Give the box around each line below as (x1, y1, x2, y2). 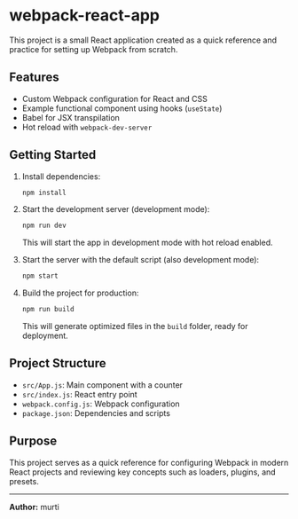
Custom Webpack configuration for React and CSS (21, 93, 208, 104)
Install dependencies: (21, 170, 101, 182)
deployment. (21, 330, 68, 342)
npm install (21, 188, 67, 197)
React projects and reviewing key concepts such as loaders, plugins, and (9, 467, 277, 477)
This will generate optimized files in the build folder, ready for (21, 321, 248, 332)
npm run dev (21, 221, 67, 231)
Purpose (9, 434, 58, 449)
